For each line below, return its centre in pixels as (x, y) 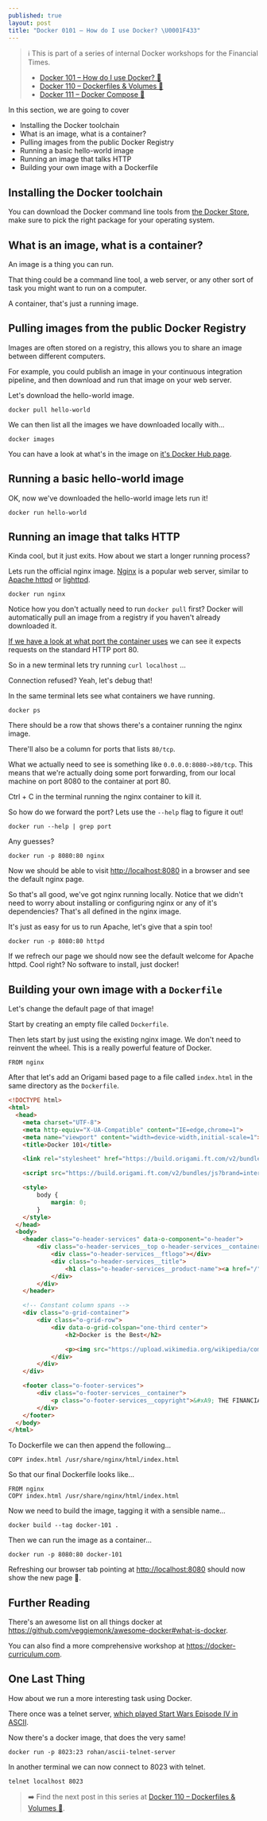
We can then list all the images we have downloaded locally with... (116, 424)
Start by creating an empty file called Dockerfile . (89, 1024)
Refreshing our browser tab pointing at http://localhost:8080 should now (127, 1569)
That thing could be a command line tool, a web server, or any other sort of (131, 280)
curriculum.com (34, 1654)
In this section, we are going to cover (69, 110)
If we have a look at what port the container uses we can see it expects (125, 641)
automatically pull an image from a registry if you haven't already (114, 617)
